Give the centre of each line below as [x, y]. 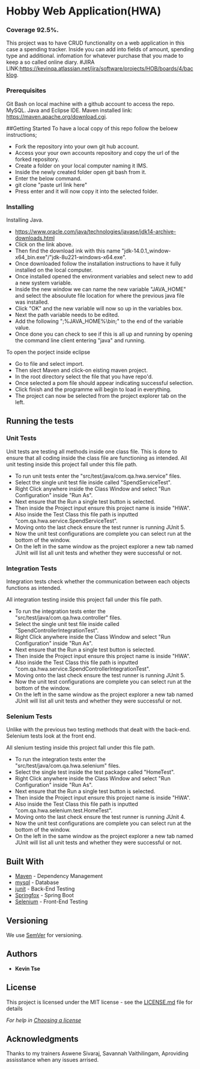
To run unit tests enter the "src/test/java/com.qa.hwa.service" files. [98, 476]
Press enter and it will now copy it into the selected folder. [86, 191]
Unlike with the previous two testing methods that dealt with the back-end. [98, 730]
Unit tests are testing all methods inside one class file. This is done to [92, 451]
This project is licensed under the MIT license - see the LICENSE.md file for [100, 1002]
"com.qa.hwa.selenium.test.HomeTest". [64, 810]
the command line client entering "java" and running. [80, 340]
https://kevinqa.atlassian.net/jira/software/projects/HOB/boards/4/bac [106, 69]
